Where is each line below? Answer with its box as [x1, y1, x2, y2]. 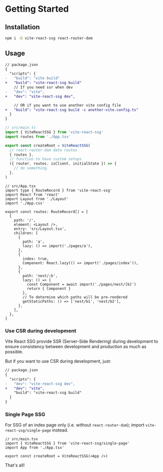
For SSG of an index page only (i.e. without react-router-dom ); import [5, 422, 145, 428]
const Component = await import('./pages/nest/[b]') [26, 282, 137, 287]
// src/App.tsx [5, 184, 36, 188]
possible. [5, 349, 23, 355]
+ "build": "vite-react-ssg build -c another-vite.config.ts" [5, 107, 139, 112]
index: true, [22, 256, 49, 261]
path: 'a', [22, 239, 45, 244]
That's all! [5, 462, 25, 468]
